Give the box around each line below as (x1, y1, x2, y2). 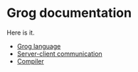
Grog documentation (6, 5, 132, 21)
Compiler (16, 56, 44, 65)
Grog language (16, 42, 61, 50)
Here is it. (6, 28, 35, 37)
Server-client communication (16, 49, 102, 58)
